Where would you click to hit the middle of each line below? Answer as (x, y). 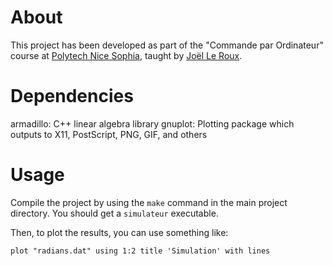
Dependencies (72, 96)
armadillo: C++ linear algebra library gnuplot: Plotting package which (152, 123)
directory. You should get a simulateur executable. (114, 213)
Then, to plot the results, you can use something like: (119, 232)
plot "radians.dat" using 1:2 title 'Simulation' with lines (140, 251)
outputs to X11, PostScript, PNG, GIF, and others (109, 134)
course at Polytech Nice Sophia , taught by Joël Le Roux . (126, 55)
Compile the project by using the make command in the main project (149, 202)
